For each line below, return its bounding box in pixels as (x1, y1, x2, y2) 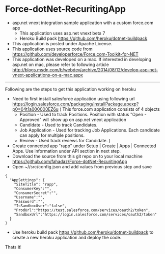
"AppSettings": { (9, 177, 45, 183)
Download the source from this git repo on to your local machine (12, 153, 143, 159)
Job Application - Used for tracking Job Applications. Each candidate (19, 127, 160, 133)
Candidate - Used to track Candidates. (19, 122, 98, 127)
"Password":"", (14, 199, 45, 204)
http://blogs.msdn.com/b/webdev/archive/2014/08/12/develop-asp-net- (12, 66, 158, 72)
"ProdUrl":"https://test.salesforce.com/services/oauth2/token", (14, 208, 151, 213)
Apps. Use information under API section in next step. (12, 148, 121, 154)
